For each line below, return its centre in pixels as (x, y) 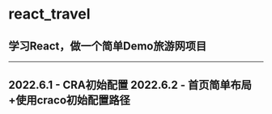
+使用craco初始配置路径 (70, 101)
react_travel (49, 14)
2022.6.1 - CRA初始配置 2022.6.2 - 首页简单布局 (130, 85)
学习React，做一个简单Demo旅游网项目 (108, 46)
